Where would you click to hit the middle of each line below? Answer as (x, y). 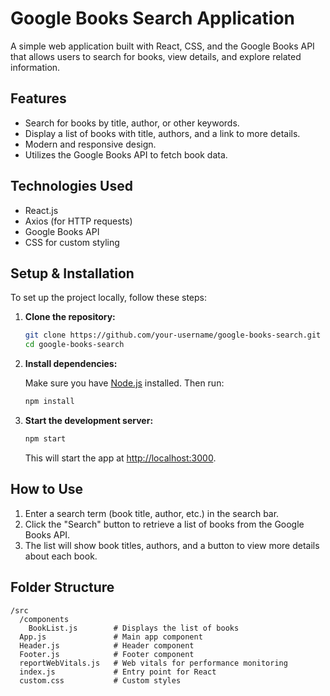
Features (38, 98)
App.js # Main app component (111, 637)
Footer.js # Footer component (107, 654)
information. (35, 67)
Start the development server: (89, 420)
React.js (41, 210)
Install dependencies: (71, 364)
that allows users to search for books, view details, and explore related (156, 56)
